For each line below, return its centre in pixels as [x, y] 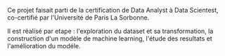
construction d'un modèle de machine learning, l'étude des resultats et [110, 38]
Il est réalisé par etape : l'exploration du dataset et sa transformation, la [110, 31]
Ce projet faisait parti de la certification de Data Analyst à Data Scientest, [113, 10]
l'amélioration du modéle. [44, 46]
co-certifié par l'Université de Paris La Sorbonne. [78, 17]
